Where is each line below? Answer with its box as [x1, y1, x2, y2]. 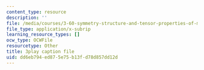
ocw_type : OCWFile [6, 37, 53, 43]
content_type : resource [6, 9, 67, 15]
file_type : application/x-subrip [6, 26, 91, 32]
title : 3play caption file [6, 49, 75, 55]
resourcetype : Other [6, 43, 59, 49]
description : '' [6, 15, 47, 21]
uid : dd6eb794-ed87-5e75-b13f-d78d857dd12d [6, 54, 118, 60]
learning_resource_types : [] [6, 32, 80, 38]
